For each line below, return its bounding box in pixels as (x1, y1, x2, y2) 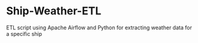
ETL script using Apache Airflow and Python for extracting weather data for (6, 24, 193, 31)
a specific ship (6, 30, 42, 37)
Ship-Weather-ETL (6, 4, 102, 18)
